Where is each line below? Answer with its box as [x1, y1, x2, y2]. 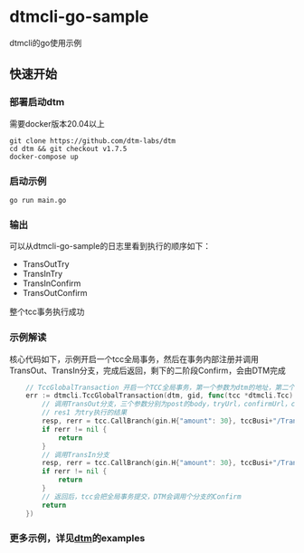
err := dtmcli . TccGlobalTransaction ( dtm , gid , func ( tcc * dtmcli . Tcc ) [25, 391, 294, 400]
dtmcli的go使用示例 [9, 37, 82, 48]
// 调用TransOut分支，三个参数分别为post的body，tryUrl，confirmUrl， [42, 400, 292, 409]
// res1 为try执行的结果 [42, 408, 128, 417]
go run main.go [9, 195, 67, 205]
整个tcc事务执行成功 [9, 306, 85, 318]
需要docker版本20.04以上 [9, 118, 106, 129]
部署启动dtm [9, 96, 65, 109]
